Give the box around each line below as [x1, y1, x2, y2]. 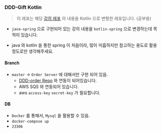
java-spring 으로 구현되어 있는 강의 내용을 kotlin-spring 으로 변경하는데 [11, 26, 152, 32]
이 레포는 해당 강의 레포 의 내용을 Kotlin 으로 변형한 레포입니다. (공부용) [16, 16, 152, 21]
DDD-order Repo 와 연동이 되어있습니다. [18, 77, 97, 83]
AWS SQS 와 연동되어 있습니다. [18, 83, 79, 89]
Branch [4, 60, 20, 66]
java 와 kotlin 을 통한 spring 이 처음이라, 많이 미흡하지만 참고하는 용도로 [11, 42, 148, 48]
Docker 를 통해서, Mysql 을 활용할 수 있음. [11, 113, 90, 118]
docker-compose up [11, 119, 49, 124]
